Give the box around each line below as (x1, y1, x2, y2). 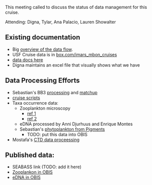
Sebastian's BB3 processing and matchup (12, 89, 98, 95)
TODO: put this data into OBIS (27, 131, 88, 137)
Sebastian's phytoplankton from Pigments (19, 126, 105, 132)
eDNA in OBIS (12, 175, 41, 181)
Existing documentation (5, 33, 80, 41)
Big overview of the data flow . (12, 46, 73, 52)
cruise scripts (12, 95, 40, 101)
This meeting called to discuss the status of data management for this (5, 4, 147, 10)
